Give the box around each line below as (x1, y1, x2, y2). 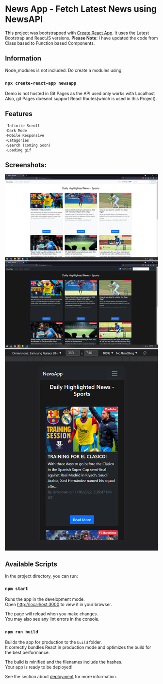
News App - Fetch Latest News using (5, 3, 157, 15)
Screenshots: (5, 161, 47, 169)
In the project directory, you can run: (5, 573, 78, 579)
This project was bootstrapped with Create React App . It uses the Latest (5, 30, 149, 36)
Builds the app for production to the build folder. (5, 639, 102, 645)
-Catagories (5, 138, 29, 143)
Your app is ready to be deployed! (5, 664, 73, 670)
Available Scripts (5, 560, 57, 569)
